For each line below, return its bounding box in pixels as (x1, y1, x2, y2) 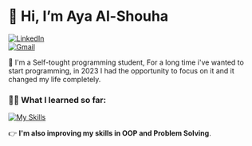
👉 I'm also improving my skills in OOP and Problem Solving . (8, 128, 211, 138)
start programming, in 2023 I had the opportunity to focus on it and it (8, 65, 235, 75)
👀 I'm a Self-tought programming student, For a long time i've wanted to (8, 57, 245, 67)
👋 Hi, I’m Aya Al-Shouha (8, 7, 169, 26)
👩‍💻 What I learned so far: (8, 94, 106, 105)
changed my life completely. (8, 74, 101, 84)
